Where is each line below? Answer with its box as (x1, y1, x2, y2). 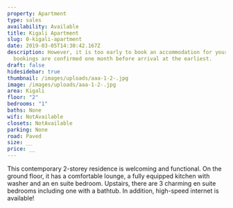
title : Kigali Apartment (7, 29, 79, 37)
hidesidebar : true (7, 68, 60, 75)
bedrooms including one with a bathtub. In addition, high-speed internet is (7, 187, 220, 195)
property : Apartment (7, 10, 67, 17)
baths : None (7, 107, 42, 114)
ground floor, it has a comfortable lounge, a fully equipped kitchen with (7, 172, 210, 180)
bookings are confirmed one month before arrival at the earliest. (13, 55, 213, 62)
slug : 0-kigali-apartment (7, 36, 82, 43)
